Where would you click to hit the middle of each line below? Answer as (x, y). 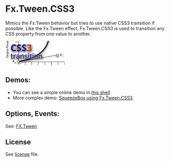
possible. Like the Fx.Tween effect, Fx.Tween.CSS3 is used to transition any (85, 28)
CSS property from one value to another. (48, 34)
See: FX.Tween (21, 126)
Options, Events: (33, 114)
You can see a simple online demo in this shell (61, 92)
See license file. (22, 154)
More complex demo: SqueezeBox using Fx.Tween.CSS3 (73, 98)
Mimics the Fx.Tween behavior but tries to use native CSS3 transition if (80, 23)
